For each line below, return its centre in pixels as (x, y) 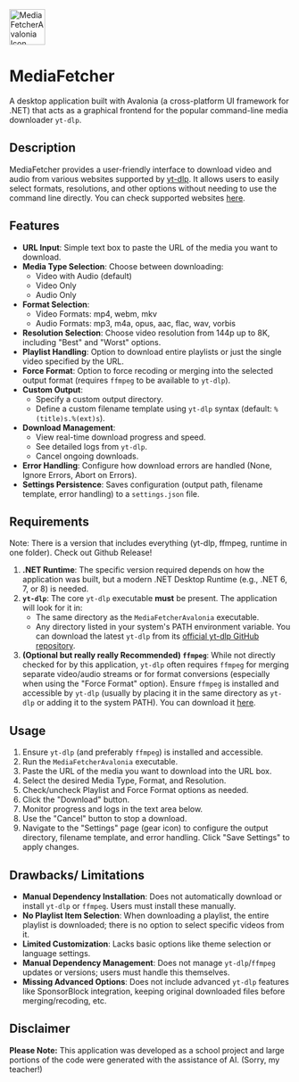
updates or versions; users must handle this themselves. (126, 972)
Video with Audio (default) (83, 276)
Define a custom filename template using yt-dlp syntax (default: (154, 409)
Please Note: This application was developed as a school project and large (147, 1050)
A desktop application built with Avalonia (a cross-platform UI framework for (149, 101)
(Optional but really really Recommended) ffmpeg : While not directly (149, 656)
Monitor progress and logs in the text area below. (112, 809)
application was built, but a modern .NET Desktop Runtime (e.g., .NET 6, (154, 580)
